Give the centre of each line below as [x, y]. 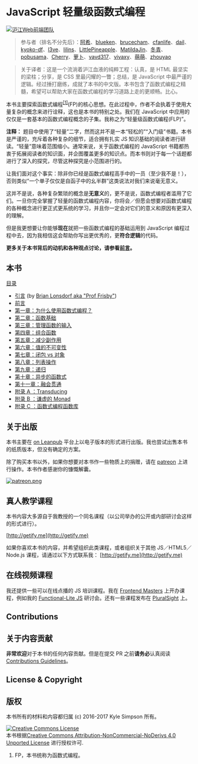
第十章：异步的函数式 [40, 377]
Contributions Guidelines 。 [39, 661]
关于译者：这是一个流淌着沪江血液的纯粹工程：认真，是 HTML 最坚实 [104, 69]
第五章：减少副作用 [38, 340]
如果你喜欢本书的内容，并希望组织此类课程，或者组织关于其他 [81, 548]
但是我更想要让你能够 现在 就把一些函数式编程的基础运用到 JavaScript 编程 [95, 228]
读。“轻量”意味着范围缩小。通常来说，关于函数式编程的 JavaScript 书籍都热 [98, 146]
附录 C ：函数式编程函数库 [46, 406]
